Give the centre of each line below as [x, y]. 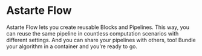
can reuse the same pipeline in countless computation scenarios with [93, 33]
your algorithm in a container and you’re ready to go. [72, 46]
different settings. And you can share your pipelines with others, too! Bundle [101, 40]
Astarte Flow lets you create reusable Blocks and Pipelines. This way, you [98, 27]
